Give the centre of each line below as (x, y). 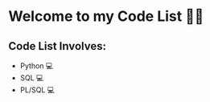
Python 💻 (37, 66)
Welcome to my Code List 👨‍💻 (106, 16)
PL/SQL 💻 (37, 90)
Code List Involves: (58, 46)
